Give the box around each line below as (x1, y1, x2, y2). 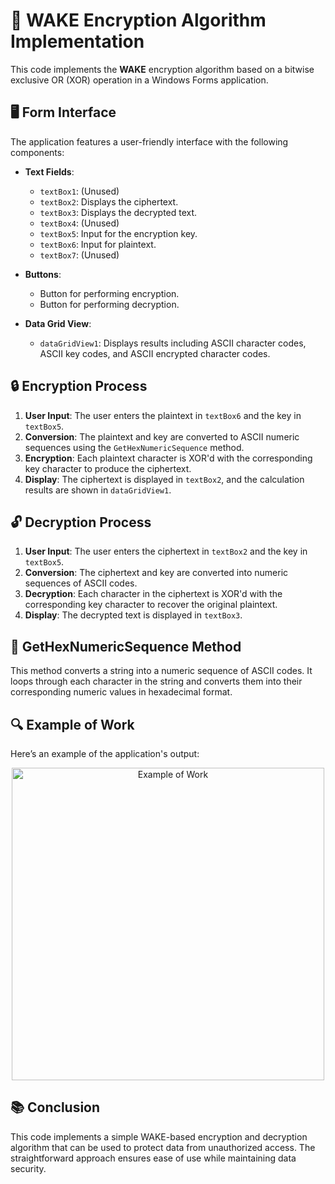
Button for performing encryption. (39, 287, 180, 299)
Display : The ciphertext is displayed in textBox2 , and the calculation (24, 473, 305, 485)
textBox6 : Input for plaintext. (39, 238, 157, 250)
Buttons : (24, 268, 62, 280)
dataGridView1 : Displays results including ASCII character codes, (39, 337, 307, 349)
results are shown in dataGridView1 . (24, 484, 172, 496)
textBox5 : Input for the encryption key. (39, 227, 198, 239)
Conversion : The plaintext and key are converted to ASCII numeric (24, 430, 300, 443)
